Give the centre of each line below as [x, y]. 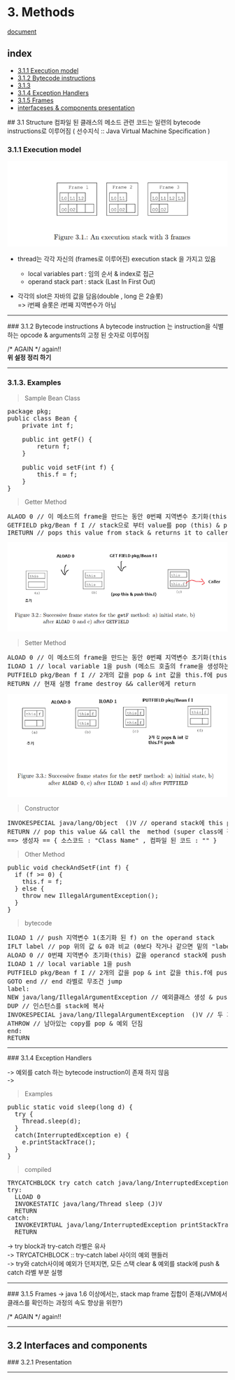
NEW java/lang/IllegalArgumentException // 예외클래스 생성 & [110, 998]
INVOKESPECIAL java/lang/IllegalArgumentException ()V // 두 [115, 1015]
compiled [38, 1170]
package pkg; [30, 411]
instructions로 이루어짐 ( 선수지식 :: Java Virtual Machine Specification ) [109, 131]
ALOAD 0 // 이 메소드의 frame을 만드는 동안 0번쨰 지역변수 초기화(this [117, 657]
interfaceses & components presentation [76, 108]
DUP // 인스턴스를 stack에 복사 [56, 1006]
